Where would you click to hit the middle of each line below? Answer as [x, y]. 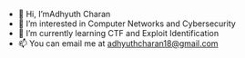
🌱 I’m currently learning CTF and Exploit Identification [118, 33]
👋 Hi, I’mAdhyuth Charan [64, 14]
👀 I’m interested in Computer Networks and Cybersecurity [127, 24]
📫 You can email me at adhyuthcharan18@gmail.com [118, 43]
